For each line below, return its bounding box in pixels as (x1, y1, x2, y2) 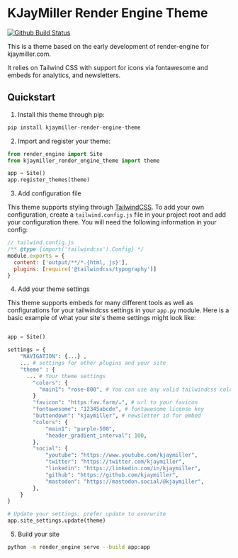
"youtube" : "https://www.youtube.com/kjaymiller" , (45, 452, 198, 459)
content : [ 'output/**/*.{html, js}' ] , (13, 258, 129, 266)
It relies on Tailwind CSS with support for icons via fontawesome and (7, 63, 208, 72)
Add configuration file (17, 189, 81, 198)
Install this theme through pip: (17, 110, 105, 118)
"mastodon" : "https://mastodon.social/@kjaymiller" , (45, 478, 204, 485)
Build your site (17, 530, 60, 538)
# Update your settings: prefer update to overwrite (7, 511, 166, 518)
